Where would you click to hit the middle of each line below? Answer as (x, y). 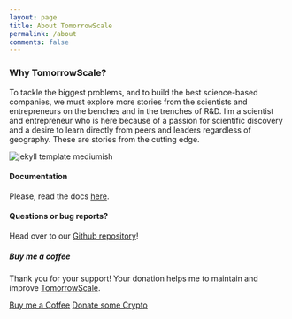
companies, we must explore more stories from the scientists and (128, 102)
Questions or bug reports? (59, 216)
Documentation (38, 177)
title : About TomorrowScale (61, 26)
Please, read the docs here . (59, 196)
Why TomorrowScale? (58, 73)
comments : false (39, 42)
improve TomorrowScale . (55, 287)
